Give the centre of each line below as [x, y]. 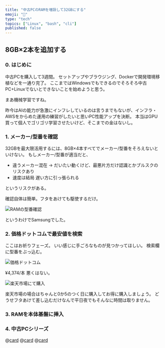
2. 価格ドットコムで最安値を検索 [44, 234]
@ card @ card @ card [27, 340]
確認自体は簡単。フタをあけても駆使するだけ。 [53, 199]
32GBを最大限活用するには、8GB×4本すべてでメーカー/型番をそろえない [80, 148]
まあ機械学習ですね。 [27, 99]
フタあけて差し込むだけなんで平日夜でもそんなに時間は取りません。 [83, 300]
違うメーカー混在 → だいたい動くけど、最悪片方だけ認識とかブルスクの [85, 165]
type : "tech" [19, 19]
